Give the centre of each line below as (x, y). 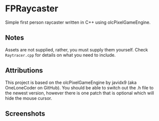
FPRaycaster (32, 9)
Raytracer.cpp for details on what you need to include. (60, 55)
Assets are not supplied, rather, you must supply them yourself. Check (77, 49)
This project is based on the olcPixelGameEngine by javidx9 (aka (71, 82)
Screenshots (25, 113)
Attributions (24, 70)
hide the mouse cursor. (29, 98)
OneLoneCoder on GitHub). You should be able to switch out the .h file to (79, 87)
